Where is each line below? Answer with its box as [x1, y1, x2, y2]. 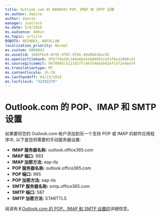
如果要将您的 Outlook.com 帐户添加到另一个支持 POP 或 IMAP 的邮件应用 [5, 130, 151, 136]
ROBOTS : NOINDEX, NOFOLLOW [5, 39, 60, 44]
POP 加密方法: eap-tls [12, 177, 56, 183]
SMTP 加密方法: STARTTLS [12, 195, 67, 201]
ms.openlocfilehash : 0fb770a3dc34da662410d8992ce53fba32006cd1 [5, 57, 136, 62]
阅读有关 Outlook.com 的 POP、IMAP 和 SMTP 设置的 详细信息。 [5, 205, 132, 211]
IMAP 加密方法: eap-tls [12, 159, 58, 165]
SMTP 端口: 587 [12, 189, 45, 195]
